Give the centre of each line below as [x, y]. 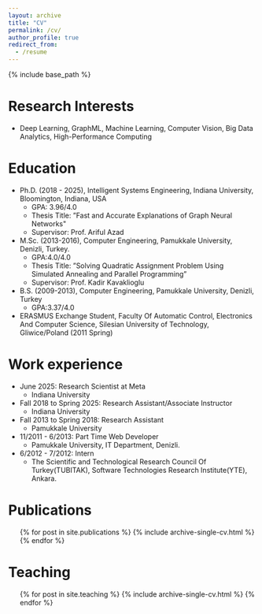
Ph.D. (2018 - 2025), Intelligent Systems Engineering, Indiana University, [137, 190]
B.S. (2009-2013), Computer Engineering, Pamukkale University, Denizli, [137, 290]
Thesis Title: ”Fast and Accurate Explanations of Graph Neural [132, 215]
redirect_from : [33, 45]
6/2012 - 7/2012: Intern [57, 453]
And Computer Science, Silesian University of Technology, [114, 324]
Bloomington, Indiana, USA [63, 199]
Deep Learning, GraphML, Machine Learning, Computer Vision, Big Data [136, 128]
